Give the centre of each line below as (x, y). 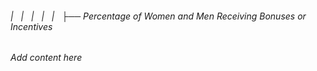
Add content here (46, 58)
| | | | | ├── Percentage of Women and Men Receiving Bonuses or (158, 16)
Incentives (31, 26)
